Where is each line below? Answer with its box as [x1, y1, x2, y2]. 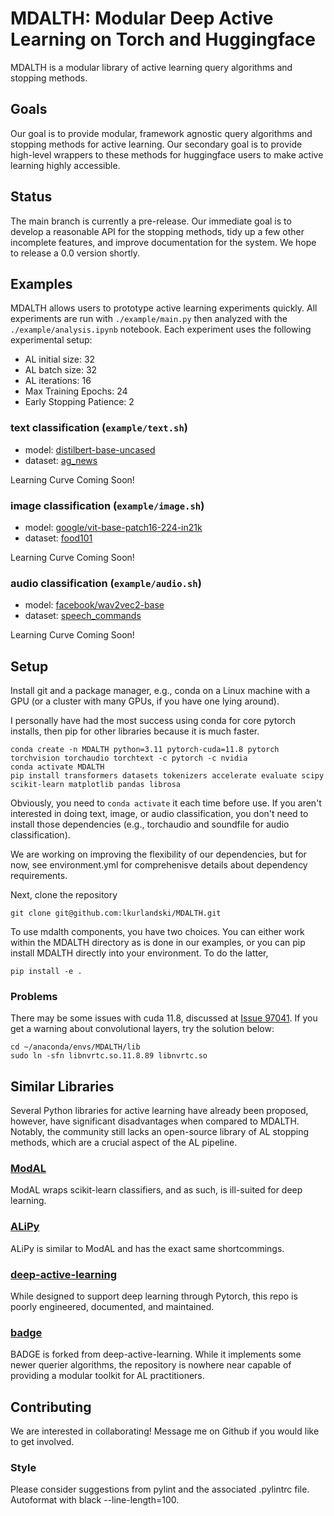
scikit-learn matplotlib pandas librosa [10, 780, 182, 790]
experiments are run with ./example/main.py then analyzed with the [10, 313, 288, 325]
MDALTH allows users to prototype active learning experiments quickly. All [10, 302, 318, 314]
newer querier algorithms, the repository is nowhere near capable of [10, 1359, 292, 1371]
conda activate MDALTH [10, 762, 105, 772]
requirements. [10, 870, 68, 882]
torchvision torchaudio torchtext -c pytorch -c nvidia [10, 753, 248, 764]
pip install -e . [10, 967, 83, 977]
